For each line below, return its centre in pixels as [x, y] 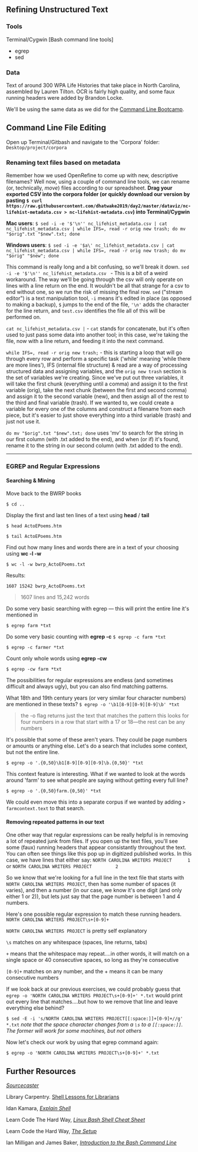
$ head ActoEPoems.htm [34, 526]
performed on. [24, 317]
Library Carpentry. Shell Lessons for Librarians [63, 1097]
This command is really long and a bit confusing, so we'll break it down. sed [98, 267]
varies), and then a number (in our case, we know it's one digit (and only [94, 890]
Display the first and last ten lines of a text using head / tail [78, 515]
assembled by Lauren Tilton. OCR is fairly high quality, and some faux [90, 92]
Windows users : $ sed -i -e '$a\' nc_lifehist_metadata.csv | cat [90, 245]
